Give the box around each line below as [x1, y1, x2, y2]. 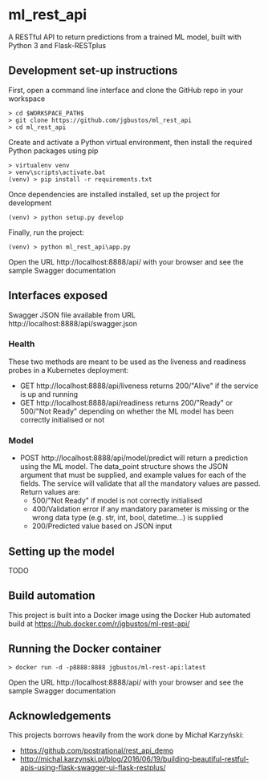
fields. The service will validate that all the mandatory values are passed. [19, 479, 261, 488]
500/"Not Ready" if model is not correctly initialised [31, 495, 203, 506]
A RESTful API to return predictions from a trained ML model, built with [8, 32, 242, 42]
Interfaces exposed [8, 289, 108, 302]
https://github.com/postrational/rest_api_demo [19, 746, 174, 755]
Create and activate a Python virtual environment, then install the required [8, 137, 253, 147]
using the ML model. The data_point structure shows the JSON [19, 462, 229, 471]
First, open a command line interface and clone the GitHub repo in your [8, 85, 244, 95]
